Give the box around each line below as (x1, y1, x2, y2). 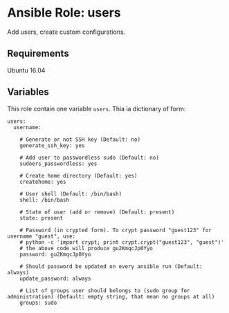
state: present (19, 214, 64, 222)
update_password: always (19, 275, 91, 282)
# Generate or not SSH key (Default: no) (19, 136, 140, 143)
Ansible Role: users (7, 5, 121, 21)
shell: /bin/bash (19, 196, 70, 203)
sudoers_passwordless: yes (19, 160, 98, 167)
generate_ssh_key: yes (19, 142, 85, 149)
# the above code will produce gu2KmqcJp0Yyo (19, 245, 154, 252)
